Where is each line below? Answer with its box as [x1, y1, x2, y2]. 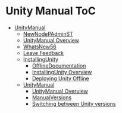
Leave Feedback [23, 49, 64, 56]
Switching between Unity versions [32, 100, 116, 107]
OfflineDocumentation [32, 62, 86, 69]
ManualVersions [32, 94, 72, 101]
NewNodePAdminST [23, 30, 74, 37]
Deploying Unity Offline [32, 75, 90, 82]
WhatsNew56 [23, 43, 57, 50]
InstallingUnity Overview [32, 68, 92, 75]
